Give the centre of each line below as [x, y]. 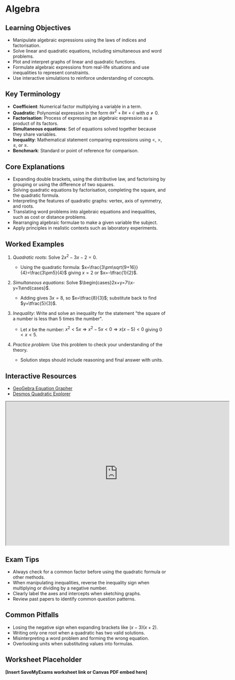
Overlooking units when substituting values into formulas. [73, 643]
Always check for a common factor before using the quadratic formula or [89, 572]
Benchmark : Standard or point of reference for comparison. [76, 151]
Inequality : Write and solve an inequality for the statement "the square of [89, 313]
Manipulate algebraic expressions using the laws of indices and [79, 40]
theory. [20, 350]
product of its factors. [35, 124]
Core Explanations [35, 167]
